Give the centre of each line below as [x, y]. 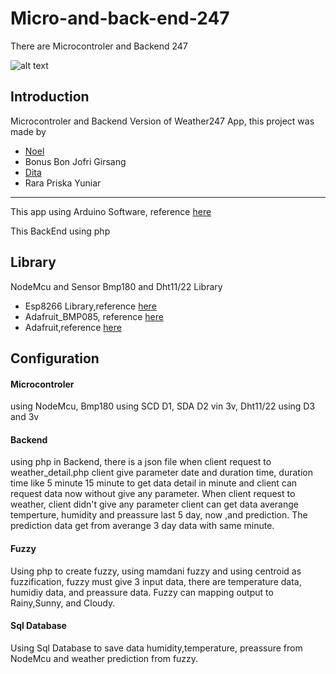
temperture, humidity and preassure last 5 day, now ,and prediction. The [159, 515]
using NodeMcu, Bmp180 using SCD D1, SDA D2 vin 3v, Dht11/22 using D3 [163, 406]
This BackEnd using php [60, 231]
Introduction [50, 97]
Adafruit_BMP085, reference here [94, 316]
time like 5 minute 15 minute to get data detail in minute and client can [154, 483]
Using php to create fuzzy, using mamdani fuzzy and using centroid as [156, 571]
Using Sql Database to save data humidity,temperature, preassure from [156, 648]
